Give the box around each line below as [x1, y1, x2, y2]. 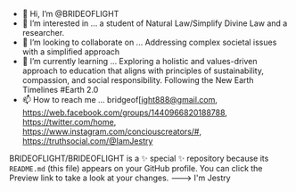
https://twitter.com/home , [21, 117, 117, 127]
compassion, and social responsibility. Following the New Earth [21, 75, 254, 85]
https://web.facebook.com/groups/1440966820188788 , [21, 107, 227, 118]
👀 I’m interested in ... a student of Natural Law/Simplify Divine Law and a [21, 18, 288, 29]
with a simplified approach [21, 46, 120, 57]
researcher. [21, 28, 65, 38]
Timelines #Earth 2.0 [21, 85, 99, 95]
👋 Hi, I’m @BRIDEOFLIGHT [21, 9, 119, 19]
